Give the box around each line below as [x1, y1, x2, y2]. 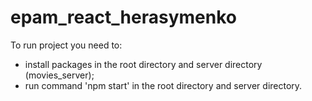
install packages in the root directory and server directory [24, 58, 263, 70]
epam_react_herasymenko [10, 6, 237, 29]
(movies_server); [24, 69, 95, 81]
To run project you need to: [10, 39, 123, 51]
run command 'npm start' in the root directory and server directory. [24, 79, 303, 91]
